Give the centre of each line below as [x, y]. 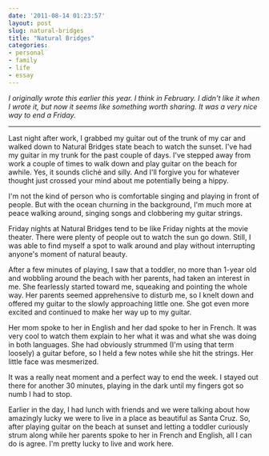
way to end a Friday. [42, 115]
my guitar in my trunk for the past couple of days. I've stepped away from [129, 155]
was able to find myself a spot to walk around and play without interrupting [132, 246]
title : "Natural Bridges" [51, 38]
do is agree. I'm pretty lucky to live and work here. [91, 443]
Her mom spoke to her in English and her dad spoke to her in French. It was [132, 327]
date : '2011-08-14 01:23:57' [57, 16]
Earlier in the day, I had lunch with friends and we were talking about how [129, 410]
